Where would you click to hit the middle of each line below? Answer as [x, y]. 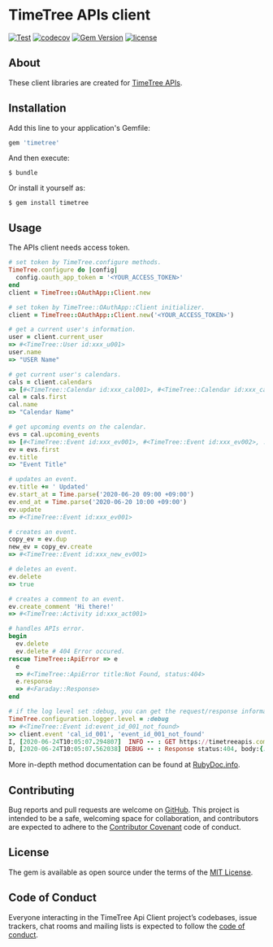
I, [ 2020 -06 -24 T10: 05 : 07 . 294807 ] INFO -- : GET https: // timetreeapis [130, 741]
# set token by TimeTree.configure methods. [85, 263]
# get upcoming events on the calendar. [78, 427]
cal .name [23, 405]
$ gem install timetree [49, 203]
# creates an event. [43, 532]
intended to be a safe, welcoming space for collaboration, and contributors [133, 819]
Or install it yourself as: [47, 188]
